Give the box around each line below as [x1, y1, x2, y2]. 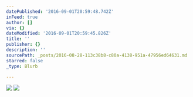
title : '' [6, 36, 31, 42]
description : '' [6, 47, 46, 53]
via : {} [6, 25, 25, 31]
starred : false [6, 58, 43, 63]
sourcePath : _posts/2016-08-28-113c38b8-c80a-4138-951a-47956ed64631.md [6, 52, 188, 58]
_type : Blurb [6, 63, 38, 69]
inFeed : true [6, 14, 38, 20]
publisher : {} [6, 42, 41, 48]
